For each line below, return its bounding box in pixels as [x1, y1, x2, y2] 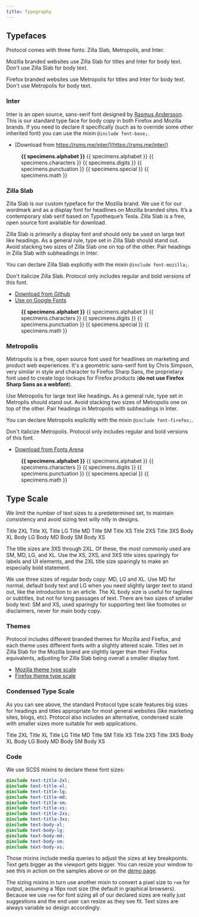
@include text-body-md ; [6, 833, 65, 839]
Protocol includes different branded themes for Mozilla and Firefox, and [6, 636, 181, 643]
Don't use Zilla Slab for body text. [6, 64, 88, 71]
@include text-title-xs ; [6, 805, 68, 811]
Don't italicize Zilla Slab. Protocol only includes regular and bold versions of [6, 273, 191, 280]
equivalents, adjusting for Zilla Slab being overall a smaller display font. [6, 655, 180, 662]
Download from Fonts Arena [14, 446, 84, 453]
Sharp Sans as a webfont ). [6, 381, 72, 388]
